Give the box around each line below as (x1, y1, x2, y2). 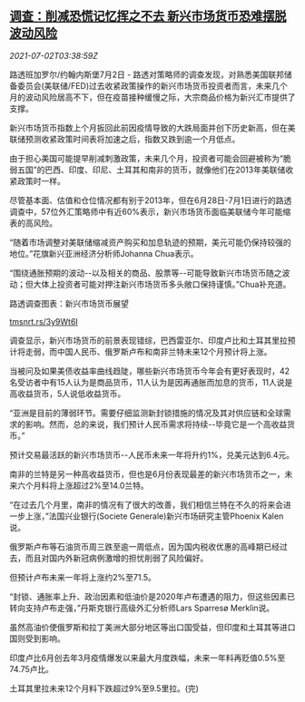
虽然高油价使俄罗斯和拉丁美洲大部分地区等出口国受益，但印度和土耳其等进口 (9, 621, 296, 632)
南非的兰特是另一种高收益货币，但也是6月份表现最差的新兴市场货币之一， (9, 468, 285, 479)
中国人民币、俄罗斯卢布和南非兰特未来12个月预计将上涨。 (56, 346, 272, 356)
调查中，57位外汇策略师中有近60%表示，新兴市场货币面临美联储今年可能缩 (9, 206, 291, 217)
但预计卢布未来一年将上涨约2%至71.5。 (9, 571, 157, 582)
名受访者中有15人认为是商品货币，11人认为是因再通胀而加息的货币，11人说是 (9, 376, 293, 387)
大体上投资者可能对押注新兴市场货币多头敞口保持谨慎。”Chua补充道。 (33, 278, 291, 289)
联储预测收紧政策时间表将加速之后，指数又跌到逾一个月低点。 (9, 133, 241, 144)
